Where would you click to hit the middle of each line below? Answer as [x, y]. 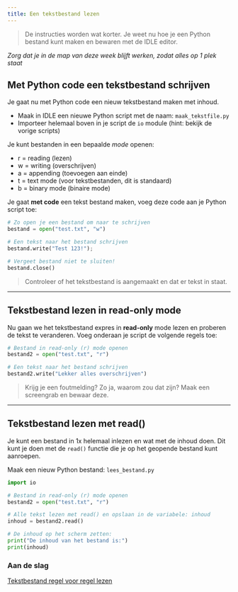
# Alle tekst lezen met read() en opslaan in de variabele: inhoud [109, 515]
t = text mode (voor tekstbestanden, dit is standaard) [95, 181]
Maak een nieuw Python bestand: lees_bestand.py [81, 469]
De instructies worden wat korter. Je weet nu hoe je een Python [118, 34]
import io [22, 482]
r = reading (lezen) [45, 158]
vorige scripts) [39, 131]
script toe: [22, 210]
